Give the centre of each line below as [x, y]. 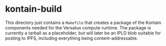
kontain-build [33, 9]
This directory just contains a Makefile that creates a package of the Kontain [83, 23]
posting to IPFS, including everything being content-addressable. [72, 38]
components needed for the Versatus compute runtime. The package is [78, 27]
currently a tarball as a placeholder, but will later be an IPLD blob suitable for [83, 33]
